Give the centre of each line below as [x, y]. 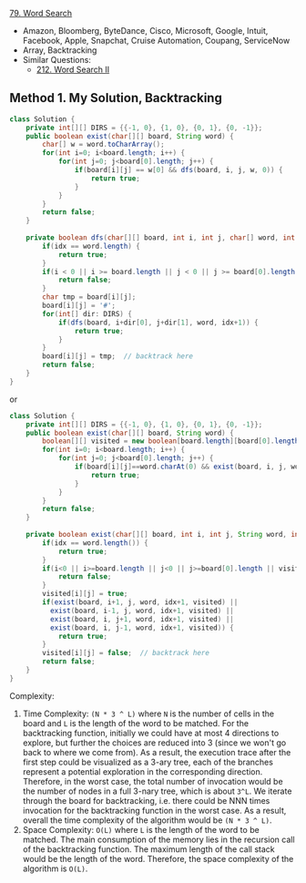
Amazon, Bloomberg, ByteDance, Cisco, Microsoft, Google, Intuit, [145, 31]
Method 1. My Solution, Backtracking [116, 98]
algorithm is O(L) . [55, 868]
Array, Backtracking [60, 50]
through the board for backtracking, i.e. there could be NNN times [146, 800]
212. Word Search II [73, 69]
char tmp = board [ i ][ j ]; [89, 297]
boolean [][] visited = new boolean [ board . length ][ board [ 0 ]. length [171, 441]
